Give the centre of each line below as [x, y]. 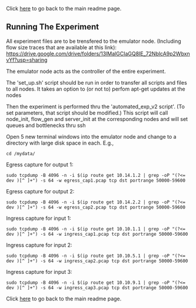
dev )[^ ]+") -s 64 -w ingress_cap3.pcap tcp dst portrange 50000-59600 [97, 287]
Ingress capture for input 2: [39, 245]
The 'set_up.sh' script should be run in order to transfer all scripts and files [97, 82]
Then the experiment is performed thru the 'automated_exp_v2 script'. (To [96, 106]
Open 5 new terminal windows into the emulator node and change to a [91, 136]
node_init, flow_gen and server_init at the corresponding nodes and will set [97, 119]
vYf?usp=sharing [27, 60]
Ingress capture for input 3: [39, 272]
